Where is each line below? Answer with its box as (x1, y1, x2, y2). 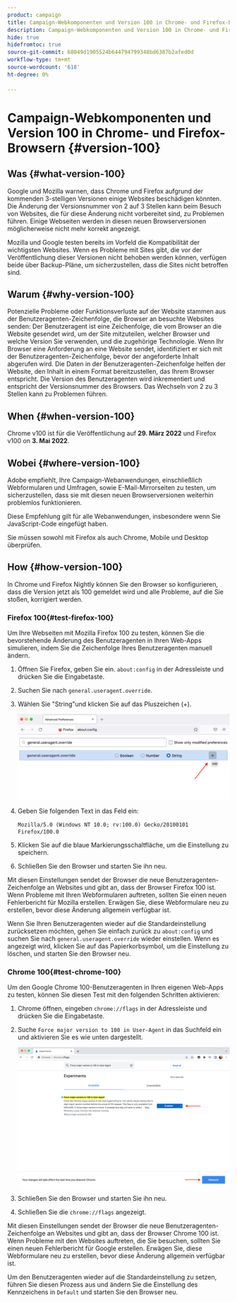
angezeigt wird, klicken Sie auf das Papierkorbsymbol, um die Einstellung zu (7, 942, 229, 950)
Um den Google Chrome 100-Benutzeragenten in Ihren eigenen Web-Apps (7, 983, 224, 992)
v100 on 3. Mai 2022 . (7, 437, 70, 445)
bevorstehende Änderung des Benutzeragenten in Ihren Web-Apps (7, 636, 202, 645)
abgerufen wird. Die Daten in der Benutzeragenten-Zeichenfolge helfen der (7, 360, 226, 368)
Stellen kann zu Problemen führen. (7, 389, 108, 399)
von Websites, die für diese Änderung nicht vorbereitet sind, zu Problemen (7, 209, 224, 218)
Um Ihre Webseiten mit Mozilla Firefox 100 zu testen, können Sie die (7, 629, 205, 638)
